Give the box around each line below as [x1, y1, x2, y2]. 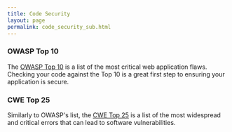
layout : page [7, 17, 46, 24]
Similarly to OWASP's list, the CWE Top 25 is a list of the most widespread [7, 110, 221, 119]
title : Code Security [7, 10, 71, 18]
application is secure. [7, 77, 69, 86]
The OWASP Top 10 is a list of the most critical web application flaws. [7, 62, 207, 71]
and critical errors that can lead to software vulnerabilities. [7, 118, 176, 126]
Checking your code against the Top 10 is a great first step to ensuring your [7, 70, 226, 78]
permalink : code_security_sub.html [7, 23, 111, 30]
